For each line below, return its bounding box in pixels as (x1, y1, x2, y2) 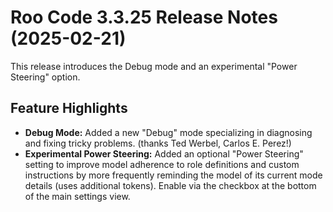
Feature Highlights (10, 100, 128, 117)
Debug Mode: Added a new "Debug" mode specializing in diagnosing (24, 126, 313, 138)
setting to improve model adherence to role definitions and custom (24, 158, 300, 170)
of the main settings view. (24, 190, 131, 202)
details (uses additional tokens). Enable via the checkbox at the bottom (24, 179, 317, 191)
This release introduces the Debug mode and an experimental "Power (10, 60, 298, 72)
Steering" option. (10, 71, 81, 83)
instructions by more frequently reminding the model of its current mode (24, 169, 323, 181)
